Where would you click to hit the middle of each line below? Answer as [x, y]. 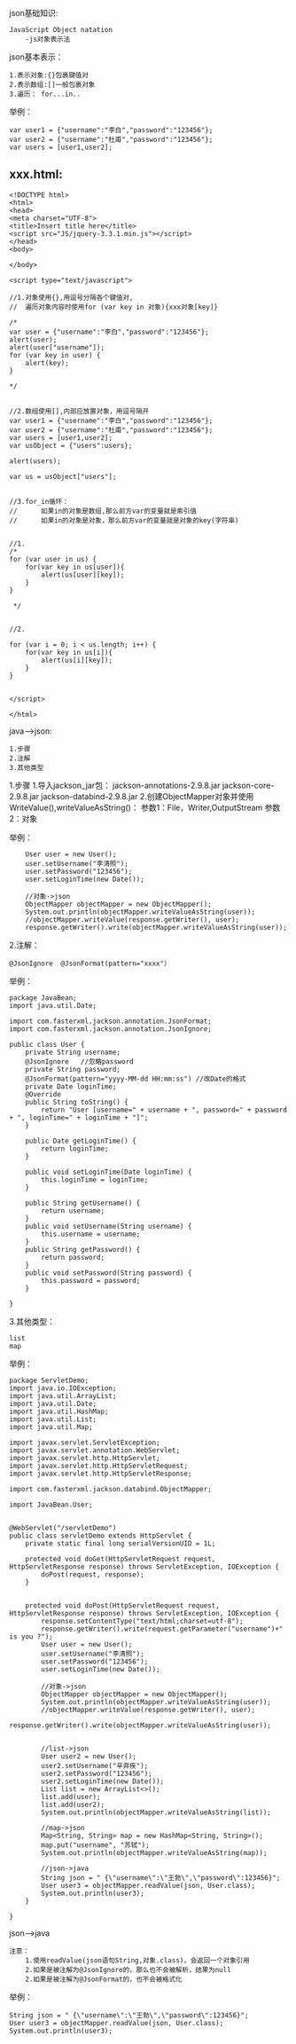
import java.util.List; [53, 1419]
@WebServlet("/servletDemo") [63, 1528]
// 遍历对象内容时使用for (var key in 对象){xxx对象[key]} [114, 307]
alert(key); [47, 363]
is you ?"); [31, 1636]
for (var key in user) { [55, 355]
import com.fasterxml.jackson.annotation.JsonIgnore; [111, 1029]
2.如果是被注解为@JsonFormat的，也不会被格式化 [104, 1979]
